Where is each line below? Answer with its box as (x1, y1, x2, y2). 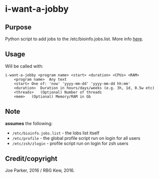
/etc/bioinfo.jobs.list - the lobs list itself (12, 130, 100, 136)
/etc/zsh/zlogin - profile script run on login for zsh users (12, 140, 129, 146)
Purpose (5, 23, 32, 31)
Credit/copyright (5, 154, 57, 163)
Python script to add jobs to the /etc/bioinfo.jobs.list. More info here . (5, 36, 143, 42)
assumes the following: (5, 120, 53, 126)
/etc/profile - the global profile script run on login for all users (12, 135, 141, 141)
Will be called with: (5, 63, 43, 69)
